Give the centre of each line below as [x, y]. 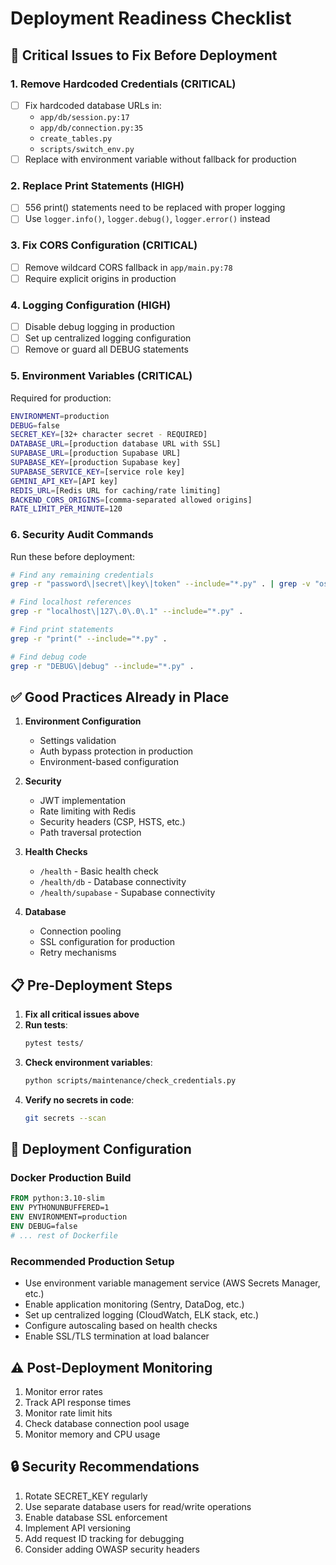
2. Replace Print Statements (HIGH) [97, 185]
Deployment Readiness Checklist [151, 18]
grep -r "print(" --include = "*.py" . [89, 638]
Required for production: [61, 398]
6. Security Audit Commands [82, 535]
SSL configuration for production [107, 942]
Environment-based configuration [109, 762]
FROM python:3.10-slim [57, 1198]
